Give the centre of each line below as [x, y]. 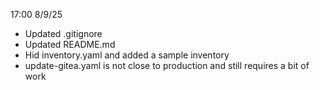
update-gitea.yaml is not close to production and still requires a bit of [167, 65]
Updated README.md [70, 44]
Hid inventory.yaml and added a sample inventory [127, 55]
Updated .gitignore [63, 33]
